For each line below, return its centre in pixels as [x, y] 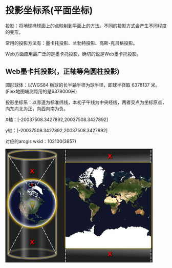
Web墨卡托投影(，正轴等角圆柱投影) [62, 71]
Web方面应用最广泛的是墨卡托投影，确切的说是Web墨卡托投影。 [73, 54]
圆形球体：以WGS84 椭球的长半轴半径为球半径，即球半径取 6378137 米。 [83, 85]
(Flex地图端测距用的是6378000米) [41, 91]
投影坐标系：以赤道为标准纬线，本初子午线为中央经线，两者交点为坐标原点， [86, 102]
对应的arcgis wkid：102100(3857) [41, 141]
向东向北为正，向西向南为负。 [37, 109]
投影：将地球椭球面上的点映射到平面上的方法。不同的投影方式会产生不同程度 [86, 26]
